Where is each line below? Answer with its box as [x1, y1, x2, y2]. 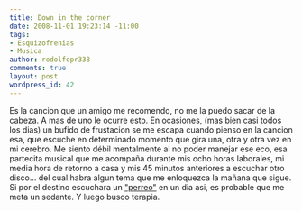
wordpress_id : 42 [9, 80, 75, 89]
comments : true [9, 64, 67, 73]
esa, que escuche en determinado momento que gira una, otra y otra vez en [9, 133, 292, 144]
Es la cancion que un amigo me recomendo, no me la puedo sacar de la [9, 105, 276, 115]
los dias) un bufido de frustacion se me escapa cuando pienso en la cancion [9, 124, 293, 135]
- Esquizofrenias [9, 38, 75, 48]
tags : [9, 30, 30, 39]
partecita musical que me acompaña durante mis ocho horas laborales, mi [9, 152, 285, 163]
